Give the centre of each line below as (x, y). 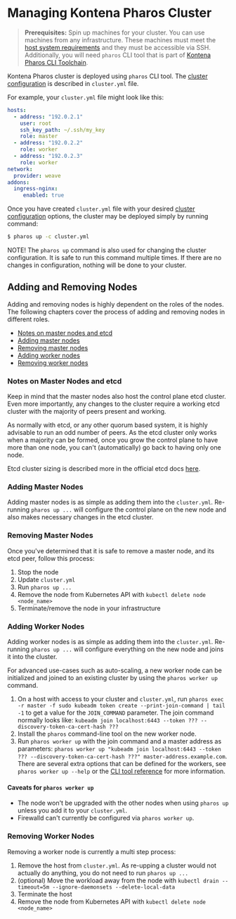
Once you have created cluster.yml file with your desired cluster (101, 209)
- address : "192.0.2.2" (48, 143)
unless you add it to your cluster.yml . (72, 810)
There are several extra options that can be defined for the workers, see (122, 764)
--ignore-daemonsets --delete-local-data (114, 887)
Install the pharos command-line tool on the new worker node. (107, 734)
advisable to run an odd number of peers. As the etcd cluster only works (112, 433)
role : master (39, 136)
